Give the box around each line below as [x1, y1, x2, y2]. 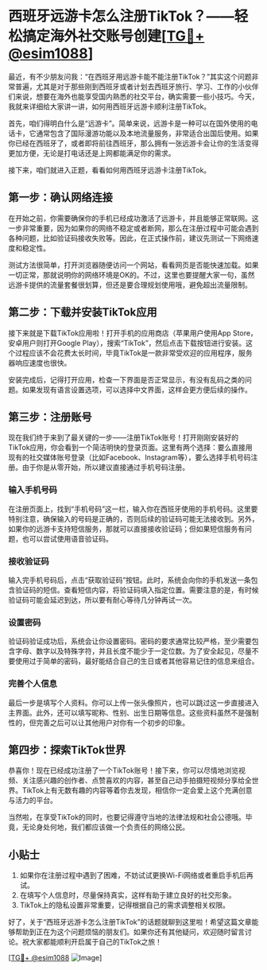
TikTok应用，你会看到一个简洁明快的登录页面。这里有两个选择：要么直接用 [8, 443, 253, 452]
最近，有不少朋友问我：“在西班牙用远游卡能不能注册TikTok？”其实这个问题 [8, 72, 252, 81]
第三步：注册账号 [8, 410, 92, 424]
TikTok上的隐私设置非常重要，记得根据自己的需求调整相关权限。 [19, 900, 230, 910]
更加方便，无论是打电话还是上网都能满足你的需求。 [8, 148, 176, 157]
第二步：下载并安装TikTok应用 [8, 305, 157, 319]
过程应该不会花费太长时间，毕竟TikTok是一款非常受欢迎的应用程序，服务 [14, 347, 253, 358]
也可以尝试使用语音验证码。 [21, 533, 113, 543]
